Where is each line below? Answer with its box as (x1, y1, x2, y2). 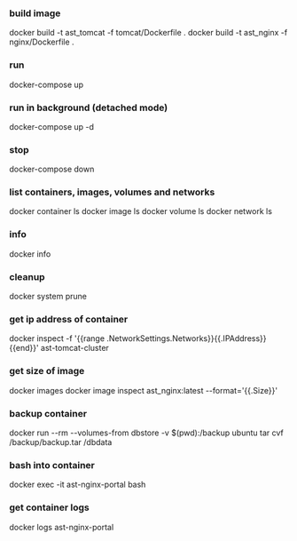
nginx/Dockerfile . (9, 36, 74, 47)
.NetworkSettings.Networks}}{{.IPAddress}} (106, 333, 268, 344)
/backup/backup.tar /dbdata (9, 436, 113, 447)
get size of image (9, 365, 85, 378)
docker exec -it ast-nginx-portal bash (9, 479, 146, 490)
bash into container (9, 458, 95, 471)
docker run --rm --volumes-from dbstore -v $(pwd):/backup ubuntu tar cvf (9, 427, 284, 438)
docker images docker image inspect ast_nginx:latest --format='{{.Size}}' (9, 385, 277, 395)
